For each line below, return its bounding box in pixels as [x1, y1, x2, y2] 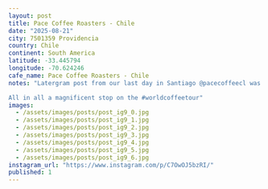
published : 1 [8, 168, 52, 177]
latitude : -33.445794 [8, 57, 81, 65]
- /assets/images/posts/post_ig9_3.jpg [15, 131, 150, 139]
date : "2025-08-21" [8, 27, 74, 35]
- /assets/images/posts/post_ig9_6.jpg [15, 154, 150, 162]
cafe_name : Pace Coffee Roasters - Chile [8, 72, 150, 80]
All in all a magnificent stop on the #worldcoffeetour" [8, 93, 204, 101]
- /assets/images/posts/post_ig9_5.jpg [15, 146, 150, 154]
